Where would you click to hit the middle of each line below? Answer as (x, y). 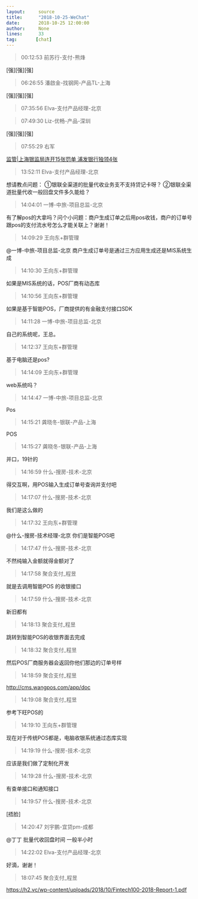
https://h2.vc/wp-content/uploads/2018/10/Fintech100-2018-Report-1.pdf (97, 890)
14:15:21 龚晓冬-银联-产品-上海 (59, 422)
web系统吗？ (22, 385)
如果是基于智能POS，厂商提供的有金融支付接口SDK (69, 309)
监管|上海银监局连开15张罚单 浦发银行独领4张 (62, 159)
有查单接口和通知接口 (32, 789)
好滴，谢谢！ (22, 865)
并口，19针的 (22, 459)
